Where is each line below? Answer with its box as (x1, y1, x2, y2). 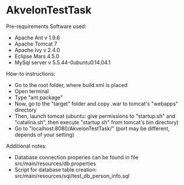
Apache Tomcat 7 (14, 40, 57, 47)
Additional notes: (6, 142, 47, 149)
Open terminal (14, 88, 49, 95)
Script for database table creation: (14, 166, 98, 173)
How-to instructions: (6, 70, 55, 77)
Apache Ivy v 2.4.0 (14, 46, 60, 53)
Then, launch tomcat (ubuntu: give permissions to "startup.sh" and (14, 112, 176, 120)
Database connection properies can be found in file (14, 153, 138, 160)
